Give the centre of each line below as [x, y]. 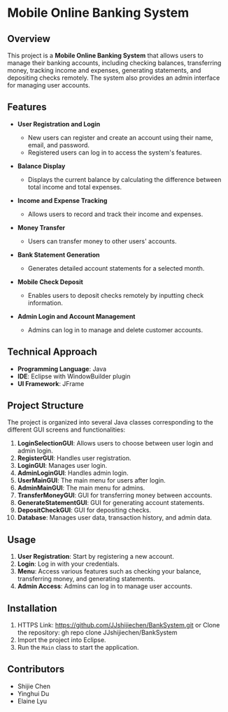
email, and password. [58, 145]
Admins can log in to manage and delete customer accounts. [115, 329]
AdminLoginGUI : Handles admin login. [73, 473]
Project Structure [45, 406]
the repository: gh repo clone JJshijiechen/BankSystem [97, 633]
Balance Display [41, 166]
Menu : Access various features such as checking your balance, [109, 571]
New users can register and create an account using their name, [120, 137]
